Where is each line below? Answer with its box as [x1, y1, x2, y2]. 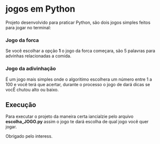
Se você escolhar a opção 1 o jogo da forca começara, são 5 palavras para [5, 48, 155, 54]
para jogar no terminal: [5, 24, 51, 30]
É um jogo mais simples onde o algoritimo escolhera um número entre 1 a [5, 76, 152, 82]
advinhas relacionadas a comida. [5, 53, 71, 59]
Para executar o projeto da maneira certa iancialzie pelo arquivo [5, 113, 134, 120]
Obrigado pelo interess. [5, 133, 53, 139]
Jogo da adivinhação [5, 65, 56, 72]
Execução [5, 101, 36, 109]
